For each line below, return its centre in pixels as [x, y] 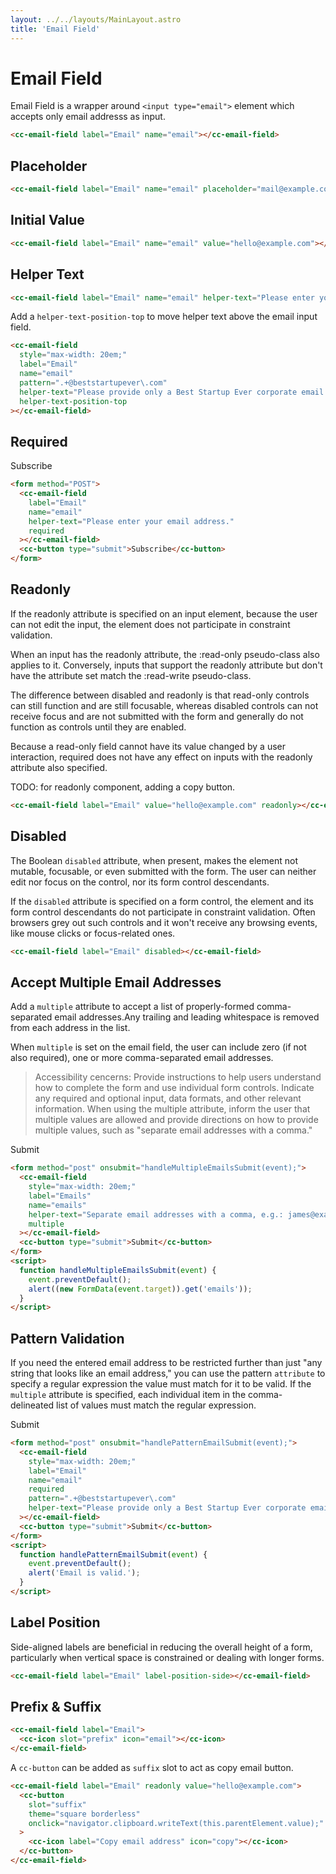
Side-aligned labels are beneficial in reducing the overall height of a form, [161, 1647]
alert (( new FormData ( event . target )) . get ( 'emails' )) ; [140, 1289]
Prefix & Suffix [56, 1707]
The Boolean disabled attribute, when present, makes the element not [154, 860]
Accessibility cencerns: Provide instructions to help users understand [178, 1077]
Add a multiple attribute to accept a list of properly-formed [132, 1007]
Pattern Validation [67, 1338]
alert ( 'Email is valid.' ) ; [84, 1573]
